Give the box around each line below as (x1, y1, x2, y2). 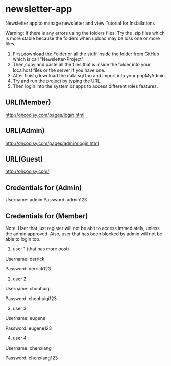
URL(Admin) (5, 126, 45, 135)
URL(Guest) (5, 154, 43, 164)
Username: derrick (5, 256, 45, 262)
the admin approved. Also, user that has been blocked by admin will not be (5, 231, 162, 237)
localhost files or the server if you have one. (12, 67, 106, 73)
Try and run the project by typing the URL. (12, 78, 102, 84)
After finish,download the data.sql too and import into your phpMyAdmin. (12, 72, 166, 78)
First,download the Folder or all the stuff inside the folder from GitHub (12, 51, 160, 57)
